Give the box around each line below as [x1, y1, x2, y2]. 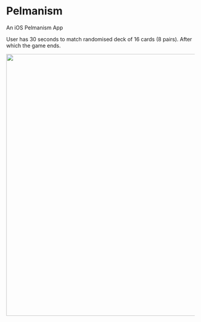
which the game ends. [6, 42, 61, 49]
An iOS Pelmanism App [6, 24, 63, 31]
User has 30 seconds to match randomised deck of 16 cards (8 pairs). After [6, 35, 193, 42]
